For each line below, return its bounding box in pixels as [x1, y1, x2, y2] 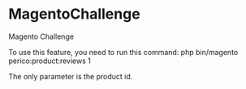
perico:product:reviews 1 [8, 56, 91, 66]
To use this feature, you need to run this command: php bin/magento [8, 47, 239, 57]
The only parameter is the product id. [8, 71, 133, 81]
